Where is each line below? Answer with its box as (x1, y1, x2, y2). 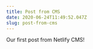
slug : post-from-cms (6, 20, 58, 26)
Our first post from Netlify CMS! (6, 36, 85, 44)
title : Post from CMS (6, 8, 61, 15)
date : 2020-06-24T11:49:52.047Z (6, 14, 87, 20)
